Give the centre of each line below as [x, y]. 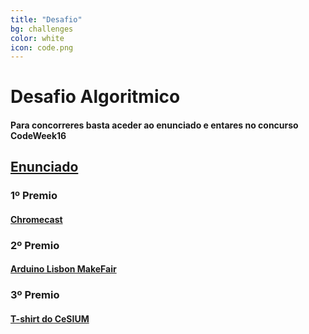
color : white [37, 38]
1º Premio [34, 196]
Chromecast [36, 219]
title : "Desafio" [46, 19]
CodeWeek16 [38, 136]
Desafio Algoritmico [95, 97]
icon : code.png [42, 47]
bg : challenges [42, 29]
